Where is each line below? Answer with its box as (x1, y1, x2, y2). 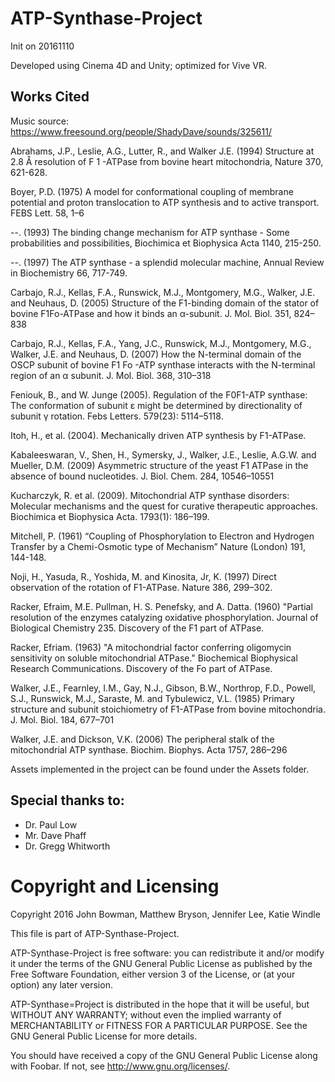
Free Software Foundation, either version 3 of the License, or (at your (10, 968, 296, 980)
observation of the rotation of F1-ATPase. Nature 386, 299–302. (10, 581, 273, 593)
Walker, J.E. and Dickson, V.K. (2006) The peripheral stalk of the (10, 733, 275, 745)
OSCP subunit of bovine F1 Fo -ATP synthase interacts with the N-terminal (10, 358, 316, 371)
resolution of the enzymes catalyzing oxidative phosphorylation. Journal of (10, 611, 319, 623)
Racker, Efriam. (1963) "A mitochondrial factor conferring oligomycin (10, 641, 292, 653)
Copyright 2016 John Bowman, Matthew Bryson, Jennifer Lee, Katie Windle (10, 908, 321, 920)
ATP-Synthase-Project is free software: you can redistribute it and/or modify (10, 947, 325, 959)
